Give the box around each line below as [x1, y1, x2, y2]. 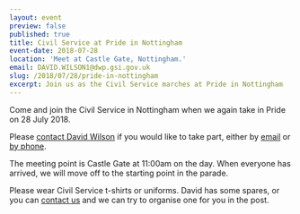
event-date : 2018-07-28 [9, 47, 99, 56]
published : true [9, 30, 70, 39]
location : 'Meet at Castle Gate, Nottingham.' [9, 55, 187, 64]
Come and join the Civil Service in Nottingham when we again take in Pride [9, 104, 286, 115]
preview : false [9, 21, 66, 30]
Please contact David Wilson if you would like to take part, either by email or [9, 131, 291, 141]
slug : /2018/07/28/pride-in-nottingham [9, 72, 159, 81]
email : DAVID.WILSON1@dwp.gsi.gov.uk [9, 64, 151, 73]
